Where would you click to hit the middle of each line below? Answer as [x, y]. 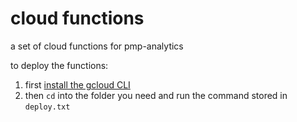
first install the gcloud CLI [77, 84]
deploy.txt [47, 107]
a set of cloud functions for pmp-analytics [97, 46]
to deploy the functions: [59, 65]
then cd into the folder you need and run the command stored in [156, 95]
